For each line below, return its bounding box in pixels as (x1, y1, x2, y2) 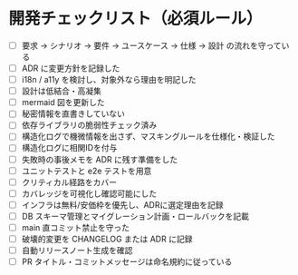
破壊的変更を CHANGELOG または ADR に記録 (21, 233, 193, 244)
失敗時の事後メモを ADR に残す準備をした (21, 153, 178, 164)
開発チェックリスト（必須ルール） (8, 8, 264, 29)
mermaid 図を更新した (21, 97, 105, 108)
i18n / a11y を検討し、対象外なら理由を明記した (21, 74, 197, 85)
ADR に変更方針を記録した (21, 63, 120, 74)
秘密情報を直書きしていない (21, 108, 126, 119)
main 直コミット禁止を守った (21, 221, 130, 232)
